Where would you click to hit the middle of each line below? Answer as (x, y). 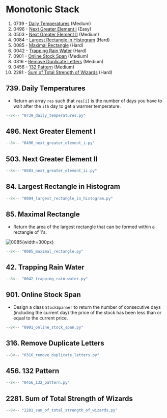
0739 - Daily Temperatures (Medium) (52, 23)
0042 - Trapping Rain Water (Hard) (50, 51)
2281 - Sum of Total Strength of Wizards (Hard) (63, 72)
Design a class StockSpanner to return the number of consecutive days (87, 307)
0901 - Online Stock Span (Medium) (51, 56)
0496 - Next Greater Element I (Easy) (52, 29)
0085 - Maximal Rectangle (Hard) (48, 45)
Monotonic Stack (43, 9)
